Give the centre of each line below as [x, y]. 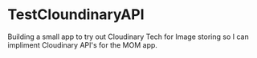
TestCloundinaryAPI [76, 15]
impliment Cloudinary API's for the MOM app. [83, 44]
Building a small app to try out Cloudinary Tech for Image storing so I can [128, 37]
